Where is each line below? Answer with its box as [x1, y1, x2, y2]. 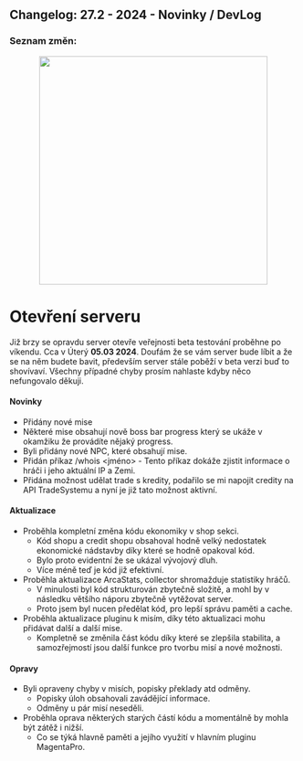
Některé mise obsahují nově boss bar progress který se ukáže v [22, 426, 263, 437]
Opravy [9, 662, 38, 674]
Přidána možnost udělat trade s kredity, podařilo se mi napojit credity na [22, 474, 294, 485]
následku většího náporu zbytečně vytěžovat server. [36, 594, 234, 605]
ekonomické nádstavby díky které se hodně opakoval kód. [36, 545, 256, 556]
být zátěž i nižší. [22, 722, 84, 734]
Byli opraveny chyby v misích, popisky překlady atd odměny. [22, 683, 251, 694]
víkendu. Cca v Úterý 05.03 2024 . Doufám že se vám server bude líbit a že [9, 346, 293, 357]
